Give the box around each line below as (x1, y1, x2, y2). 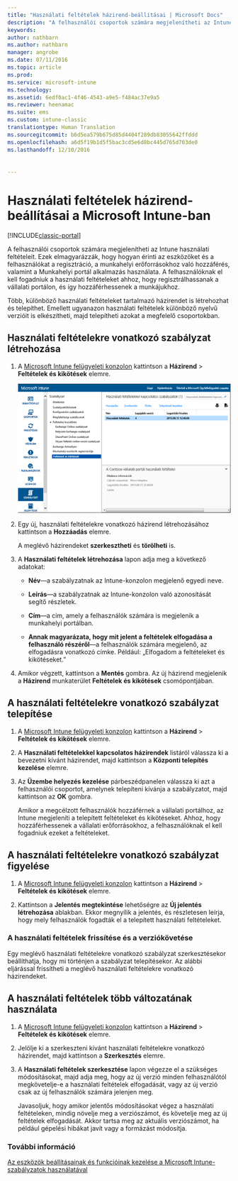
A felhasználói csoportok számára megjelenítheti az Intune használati (7, 245, 210, 253)
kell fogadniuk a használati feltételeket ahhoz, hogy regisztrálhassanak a (7, 275, 219, 284)
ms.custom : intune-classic (7, 116, 87, 123)
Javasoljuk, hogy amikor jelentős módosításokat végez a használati (17, 1101, 214, 1110)
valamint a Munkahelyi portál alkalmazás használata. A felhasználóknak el (7, 268, 223, 276)
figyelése (7, 860, 50, 872)
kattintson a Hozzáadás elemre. (17, 527, 111, 536)
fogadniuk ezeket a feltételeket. (17, 828, 110, 837)
